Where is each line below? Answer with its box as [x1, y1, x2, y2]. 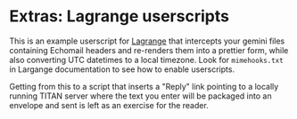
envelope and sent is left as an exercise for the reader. [9, 99, 210, 110]
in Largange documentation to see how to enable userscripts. [9, 64, 235, 75]
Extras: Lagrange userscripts [9, 6, 230, 27]
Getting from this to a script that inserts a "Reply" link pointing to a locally [9, 81, 279, 91]
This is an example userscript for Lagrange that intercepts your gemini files [9, 36, 285, 46]
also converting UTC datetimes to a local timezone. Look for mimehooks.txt [9, 54, 284, 65]
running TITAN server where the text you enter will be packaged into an [9, 91, 272, 101]
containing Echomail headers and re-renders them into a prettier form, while [9, 44, 289, 55]
